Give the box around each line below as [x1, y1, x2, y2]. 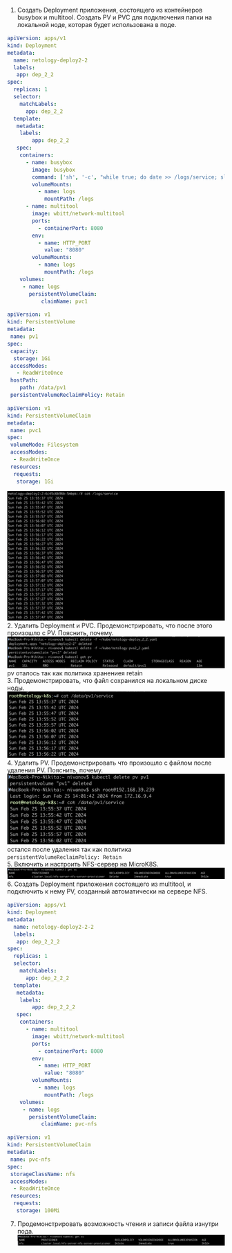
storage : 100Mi [16, 1207, 60, 1214]
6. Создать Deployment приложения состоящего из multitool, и [7, 880, 191, 889]
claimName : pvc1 [41, 298, 88, 305]
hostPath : [10, 377, 39, 384]
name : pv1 [10, 333, 39, 340]
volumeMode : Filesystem [10, 441, 79, 449]
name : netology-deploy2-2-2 [13, 923, 95, 930]
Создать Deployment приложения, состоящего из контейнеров [17, 6, 203, 14]
